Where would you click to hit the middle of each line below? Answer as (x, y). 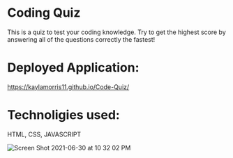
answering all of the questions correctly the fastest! (81, 39)
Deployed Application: (73, 68)
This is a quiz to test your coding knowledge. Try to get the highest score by (116, 32)
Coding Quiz (44, 13)
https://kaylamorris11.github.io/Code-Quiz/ (68, 87)
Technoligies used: (63, 115)
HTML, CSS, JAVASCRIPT (44, 134)
